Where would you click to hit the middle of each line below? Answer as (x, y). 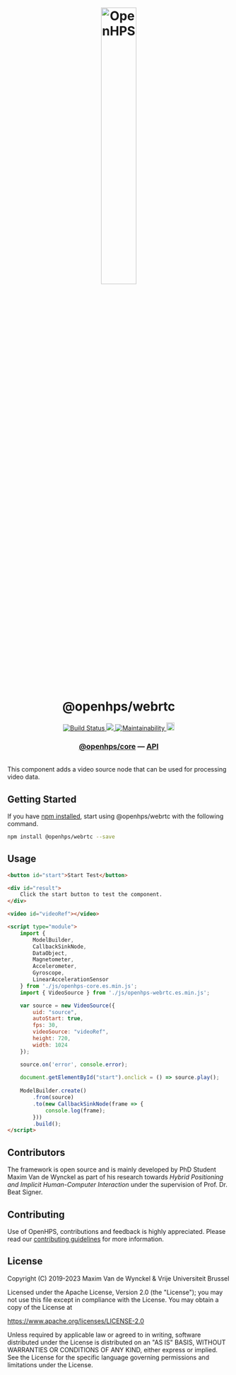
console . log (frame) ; (75, 1110)
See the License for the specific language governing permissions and (108, 1357)
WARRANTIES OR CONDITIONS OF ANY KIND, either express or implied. (112, 1349)
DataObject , (51, 953)
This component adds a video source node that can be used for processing (117, 769)
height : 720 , (52, 1039)
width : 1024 (51, 1045)
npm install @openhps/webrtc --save (61, 837)
